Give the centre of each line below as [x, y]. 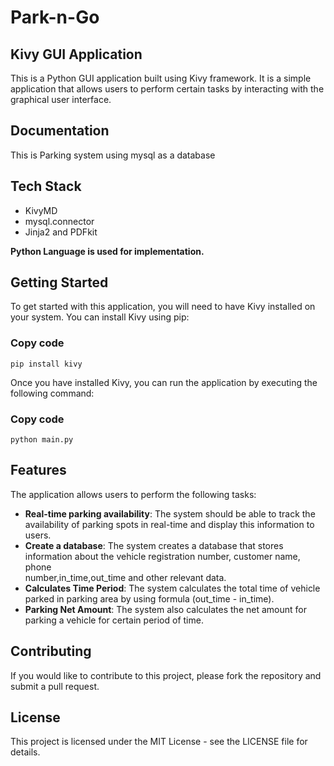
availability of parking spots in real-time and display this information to [169, 524]
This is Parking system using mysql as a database [113, 155]
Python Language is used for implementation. [107, 251]
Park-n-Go [55, 17]
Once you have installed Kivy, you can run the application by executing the [164, 382]
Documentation [60, 131]
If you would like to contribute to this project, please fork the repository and [166, 675]
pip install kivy [46, 364]
